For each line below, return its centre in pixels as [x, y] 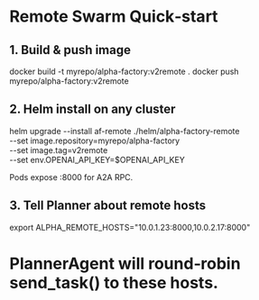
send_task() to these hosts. [114, 282]
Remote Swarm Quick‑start [114, 17]
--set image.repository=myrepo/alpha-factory [95, 141]
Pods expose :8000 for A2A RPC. [71, 177]
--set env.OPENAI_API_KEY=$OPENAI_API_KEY [97, 159]
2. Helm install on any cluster [92, 109]
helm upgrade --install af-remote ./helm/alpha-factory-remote [125, 131]
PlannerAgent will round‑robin [125, 264]
